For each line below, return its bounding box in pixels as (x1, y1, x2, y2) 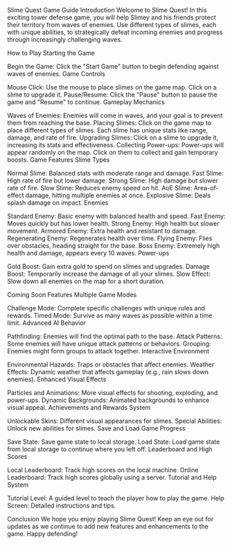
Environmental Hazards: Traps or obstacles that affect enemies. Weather (7, 360, 215, 369)
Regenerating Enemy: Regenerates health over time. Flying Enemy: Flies (7, 234, 213, 242)
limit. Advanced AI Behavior (7, 319, 87, 327)
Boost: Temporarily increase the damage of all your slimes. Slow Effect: (7, 270, 211, 278)
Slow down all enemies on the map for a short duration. (7, 277, 165, 285)
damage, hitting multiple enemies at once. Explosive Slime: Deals (25, 191, 211, 199)
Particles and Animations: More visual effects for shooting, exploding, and (7, 389, 218, 396)
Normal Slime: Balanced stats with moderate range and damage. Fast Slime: (7, 169, 224, 177)
